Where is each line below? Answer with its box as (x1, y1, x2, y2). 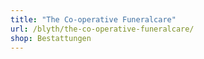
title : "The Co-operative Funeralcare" (10, 14, 177, 25)
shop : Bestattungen (10, 33, 92, 43)
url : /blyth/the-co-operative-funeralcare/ (10, 24, 195, 34)
